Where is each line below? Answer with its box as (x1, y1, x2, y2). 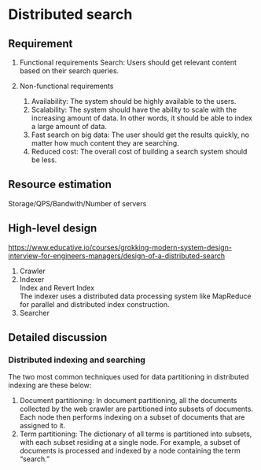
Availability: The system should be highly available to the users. (31, 97, 237, 105)
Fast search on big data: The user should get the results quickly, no (31, 130, 250, 139)
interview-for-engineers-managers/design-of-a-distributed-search (8, 250, 226, 261)
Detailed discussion (8, 331, 108, 344)
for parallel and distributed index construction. (19, 299, 170, 309)
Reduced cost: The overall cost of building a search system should (31, 147, 248, 156)
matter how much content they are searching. (31, 139, 179, 147)
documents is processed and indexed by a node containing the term (19, 446, 241, 456)
